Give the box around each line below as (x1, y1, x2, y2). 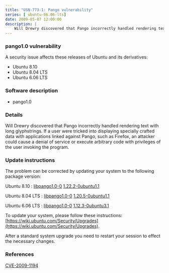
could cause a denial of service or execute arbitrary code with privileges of (5, 139, 161, 145)
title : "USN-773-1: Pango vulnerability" (5, 7, 94, 13)
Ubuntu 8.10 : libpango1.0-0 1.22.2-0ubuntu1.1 (5, 183, 100, 189)
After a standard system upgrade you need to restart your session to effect (5, 233, 160, 239)
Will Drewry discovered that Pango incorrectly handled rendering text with (5, 123, 159, 129)
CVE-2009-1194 (5, 262, 39, 268)
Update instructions (5, 157, 55, 164)
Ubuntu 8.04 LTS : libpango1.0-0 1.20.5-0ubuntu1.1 (5, 193, 110, 199)
